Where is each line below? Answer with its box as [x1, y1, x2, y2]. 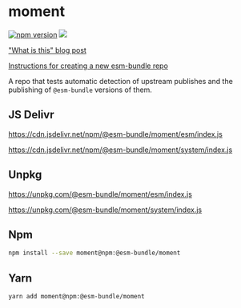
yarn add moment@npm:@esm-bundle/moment [8, 293, 146, 301]
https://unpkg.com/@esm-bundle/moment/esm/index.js [8, 189, 192, 198]
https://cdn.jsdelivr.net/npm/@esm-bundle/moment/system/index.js [8, 145, 233, 154]
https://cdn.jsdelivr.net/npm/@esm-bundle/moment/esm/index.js [8, 129, 223, 138]
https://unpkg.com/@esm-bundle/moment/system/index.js [8, 205, 203, 214]
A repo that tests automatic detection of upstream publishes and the [8, 76, 234, 86]
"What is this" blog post [8, 45, 86, 54]
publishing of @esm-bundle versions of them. [8, 85, 152, 94]
